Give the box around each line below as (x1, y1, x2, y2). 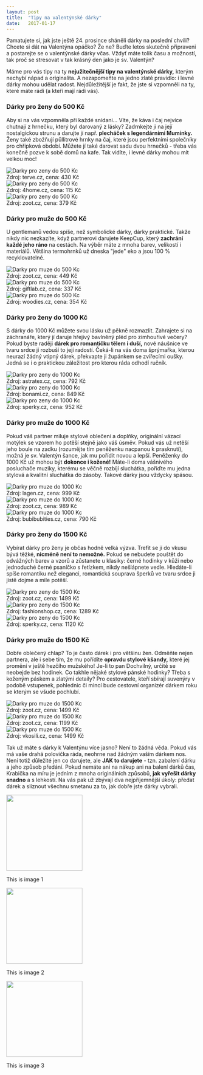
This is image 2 (6, 969, 44, 976)
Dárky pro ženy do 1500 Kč (6, 530, 88, 538)
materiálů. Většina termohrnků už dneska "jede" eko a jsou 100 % (6, 247, 171, 255)
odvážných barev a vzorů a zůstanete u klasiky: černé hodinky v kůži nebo (6, 557, 193, 564)
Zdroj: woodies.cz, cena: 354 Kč (6, 298, 88, 305)
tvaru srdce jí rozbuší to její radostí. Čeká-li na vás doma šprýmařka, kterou (6, 346, 194, 354)
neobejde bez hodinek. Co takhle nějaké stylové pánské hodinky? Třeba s (6, 669, 191, 676)
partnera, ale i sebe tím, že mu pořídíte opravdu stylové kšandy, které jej (6, 656, 190, 663)
